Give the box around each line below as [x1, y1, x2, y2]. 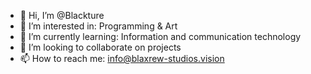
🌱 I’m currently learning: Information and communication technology [19, 31, 302, 42]
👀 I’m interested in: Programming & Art [19, 20, 178, 32]
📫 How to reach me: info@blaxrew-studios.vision [19, 53, 225, 64]
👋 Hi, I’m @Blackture [19, 10, 105, 21]
